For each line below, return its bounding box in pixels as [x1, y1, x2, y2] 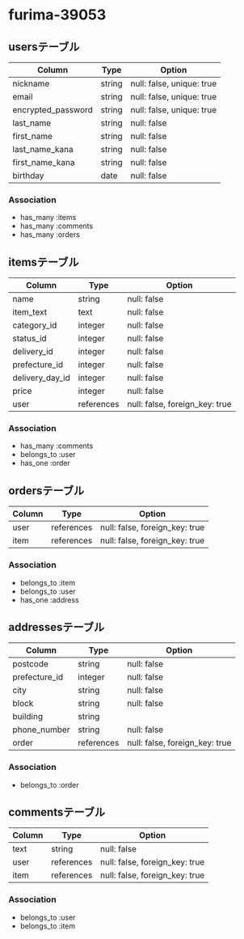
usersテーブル [8, 40, 80, 53]
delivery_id [12, 346, 54, 357]
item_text [12, 307, 47, 318]
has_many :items [19, 213, 77, 222]
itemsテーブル [8, 255, 79, 269]
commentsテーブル [8, 806, 106, 819]
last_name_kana [12, 144, 74, 154]
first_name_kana [12, 157, 75, 167]
